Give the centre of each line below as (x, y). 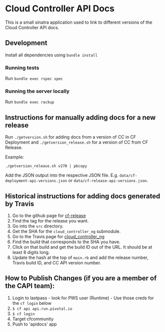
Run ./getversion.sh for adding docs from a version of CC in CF (71, 137)
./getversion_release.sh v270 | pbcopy (46, 166)
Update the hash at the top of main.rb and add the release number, (80, 258)
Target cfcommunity (33, 319)
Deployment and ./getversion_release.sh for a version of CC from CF (77, 142)
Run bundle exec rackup (30, 102)
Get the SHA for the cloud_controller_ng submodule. (66, 231)
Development (26, 43)
